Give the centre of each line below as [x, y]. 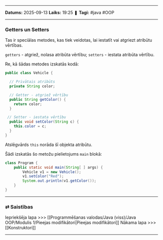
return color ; [28, 104]
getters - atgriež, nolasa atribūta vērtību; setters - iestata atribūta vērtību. [80, 55]
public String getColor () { [38, 99]
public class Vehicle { [29, 73]
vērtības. [14, 45]
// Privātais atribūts [32, 82]
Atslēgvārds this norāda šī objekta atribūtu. [49, 144]
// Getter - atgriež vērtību [39, 95]
